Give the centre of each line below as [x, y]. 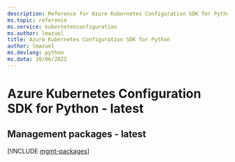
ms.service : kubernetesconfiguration [62, 27]
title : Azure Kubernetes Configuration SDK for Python [89, 40]
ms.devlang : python [36, 53]
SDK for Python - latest [76, 108]
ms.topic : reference [37, 20]
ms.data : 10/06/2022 [37, 59]
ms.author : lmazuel [36, 33]
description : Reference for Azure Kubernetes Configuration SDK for [109, 14]
